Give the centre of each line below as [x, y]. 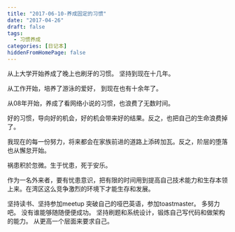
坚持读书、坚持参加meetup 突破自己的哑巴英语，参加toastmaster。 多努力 [114, 203]
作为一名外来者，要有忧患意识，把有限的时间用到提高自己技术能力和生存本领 [117, 180]
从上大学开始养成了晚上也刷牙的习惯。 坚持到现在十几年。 [91, 73]
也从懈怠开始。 [29, 150]
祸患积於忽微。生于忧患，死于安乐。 [59, 165]
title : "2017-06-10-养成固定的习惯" [57, 14]
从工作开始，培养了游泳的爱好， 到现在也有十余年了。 [85, 88]
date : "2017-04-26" [36, 20]
